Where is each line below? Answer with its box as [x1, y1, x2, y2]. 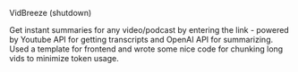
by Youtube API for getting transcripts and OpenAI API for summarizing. [9, 35, 274, 44]
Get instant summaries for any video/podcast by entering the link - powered [9, 25, 289, 35]
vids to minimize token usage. [9, 53, 119, 63]
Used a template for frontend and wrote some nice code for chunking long [9, 44, 284, 54]
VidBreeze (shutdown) [9, 8, 92, 18]
